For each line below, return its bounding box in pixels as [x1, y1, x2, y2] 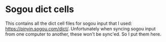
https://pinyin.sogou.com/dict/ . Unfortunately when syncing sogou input [5, 25, 156, 31]
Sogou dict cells [5, 4, 74, 15]
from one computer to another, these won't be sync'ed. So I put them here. [5, 31, 161, 37]
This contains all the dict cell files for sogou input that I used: [5, 20, 133, 26]
